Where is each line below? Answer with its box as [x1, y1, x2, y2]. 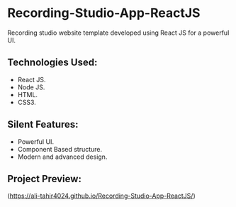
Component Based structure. [17, 145, 103, 153]
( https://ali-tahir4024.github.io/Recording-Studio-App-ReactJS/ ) [7, 191, 196, 200]
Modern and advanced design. [17, 152, 108, 161]
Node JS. [17, 83, 45, 91]
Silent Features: [7, 118, 79, 130]
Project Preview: [7, 172, 82, 185]
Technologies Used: [7, 57, 98, 69]
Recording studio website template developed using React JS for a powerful [7, 28, 230, 37]
